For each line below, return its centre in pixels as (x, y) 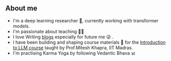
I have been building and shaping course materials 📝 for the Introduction (89, 42)
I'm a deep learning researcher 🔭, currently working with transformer (85, 20)
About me (21, 8)
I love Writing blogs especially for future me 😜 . (63, 37)
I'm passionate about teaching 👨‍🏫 (48, 31)
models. (21, 26)
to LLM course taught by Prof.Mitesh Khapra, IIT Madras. (73, 47)
